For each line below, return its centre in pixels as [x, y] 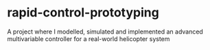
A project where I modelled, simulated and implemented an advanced [105, 32]
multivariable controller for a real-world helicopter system [89, 38]
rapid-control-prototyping [83, 13]
